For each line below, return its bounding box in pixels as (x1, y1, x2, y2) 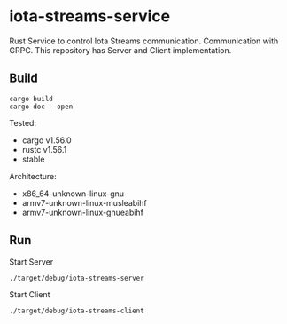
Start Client (9, 288, 50, 299)
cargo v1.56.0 (21, 135, 73, 146)
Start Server (9, 256, 54, 267)
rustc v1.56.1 (21, 144, 67, 154)
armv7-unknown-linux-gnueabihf (21, 207, 144, 217)
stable (21, 154, 45, 164)
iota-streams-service (9, 6, 171, 27)
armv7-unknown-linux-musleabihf (21, 197, 148, 208)
